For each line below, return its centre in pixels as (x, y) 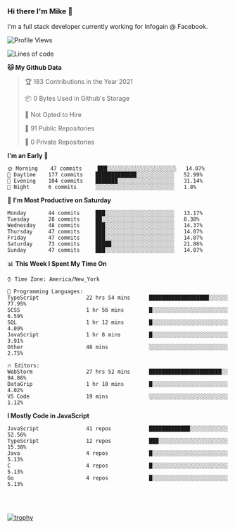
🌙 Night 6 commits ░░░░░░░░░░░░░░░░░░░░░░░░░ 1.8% (102, 187)
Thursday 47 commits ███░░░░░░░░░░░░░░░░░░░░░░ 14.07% (105, 232)
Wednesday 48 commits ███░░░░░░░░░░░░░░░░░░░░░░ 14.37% (105, 226)
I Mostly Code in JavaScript (49, 416)
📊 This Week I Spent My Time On (57, 264)
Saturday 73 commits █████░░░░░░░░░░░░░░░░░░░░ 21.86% (105, 244)
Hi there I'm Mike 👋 (40, 11)
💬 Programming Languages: (45, 292)
